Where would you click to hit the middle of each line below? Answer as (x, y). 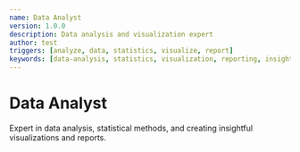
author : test (33, 42)
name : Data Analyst (46, 17)
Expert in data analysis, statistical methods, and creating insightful (131, 128)
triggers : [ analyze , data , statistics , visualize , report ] (121, 51)
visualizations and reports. (58, 137)
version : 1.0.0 (37, 26)
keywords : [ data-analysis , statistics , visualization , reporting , (135, 59)
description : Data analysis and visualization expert (112, 34)
